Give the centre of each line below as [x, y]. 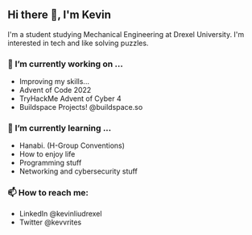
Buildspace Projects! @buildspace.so [81, 107]
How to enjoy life [47, 154]
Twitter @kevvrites [50, 222]
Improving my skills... [54, 82]
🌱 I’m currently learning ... [60, 128]
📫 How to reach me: [48, 193]
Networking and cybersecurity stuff [78, 171]
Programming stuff [50, 163]
